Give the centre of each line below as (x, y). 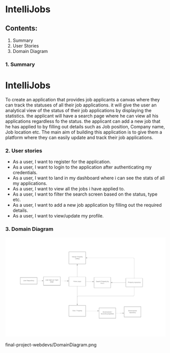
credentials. (25, 173)
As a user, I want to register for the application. (62, 162)
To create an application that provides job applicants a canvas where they (83, 99)
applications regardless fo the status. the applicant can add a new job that (83, 121)
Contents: (21, 28)
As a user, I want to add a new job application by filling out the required (87, 205)
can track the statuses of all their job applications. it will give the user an (81, 105)
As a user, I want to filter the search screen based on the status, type (85, 194)
